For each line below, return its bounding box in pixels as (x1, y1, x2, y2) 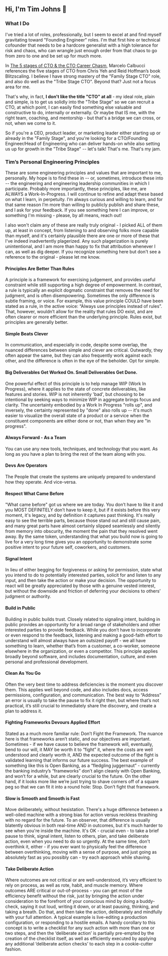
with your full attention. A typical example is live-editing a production (5, 914, 147, 920)
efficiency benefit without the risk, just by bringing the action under (5, 893, 144, 899)
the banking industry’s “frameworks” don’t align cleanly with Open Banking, (5, 768, 161, 774)
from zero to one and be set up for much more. (5, 53, 102, 59)
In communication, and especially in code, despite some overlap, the (5, 342, 147, 348)
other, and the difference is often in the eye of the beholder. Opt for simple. (5, 358, 160, 364)
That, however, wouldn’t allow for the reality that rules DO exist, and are (5, 309, 153, 315)
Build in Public (5, 605, 36, 611)
